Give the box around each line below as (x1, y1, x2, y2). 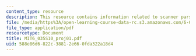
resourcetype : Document (6, 30, 64, 36)
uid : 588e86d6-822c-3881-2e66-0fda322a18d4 (6, 41, 114, 47)
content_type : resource (6, 8, 64, 15)
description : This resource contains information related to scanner (6, 14, 179, 20)
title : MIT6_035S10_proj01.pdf (6, 36, 82, 41)
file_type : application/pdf (6, 24, 75, 31)
